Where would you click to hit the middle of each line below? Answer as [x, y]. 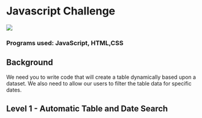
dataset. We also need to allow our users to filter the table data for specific [99, 83]
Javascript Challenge [61, 11]
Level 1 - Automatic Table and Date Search [87, 109]
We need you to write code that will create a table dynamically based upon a [101, 77]
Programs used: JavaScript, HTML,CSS [65, 43]
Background [30, 62]
